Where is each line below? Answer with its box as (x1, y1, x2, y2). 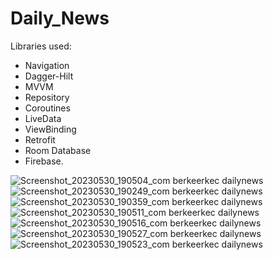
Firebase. (24, 155, 64, 167)
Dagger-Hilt (24, 70, 74, 82)
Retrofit (24, 133, 56, 146)
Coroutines (24, 102, 71, 114)
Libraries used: (10, 40, 72, 52)
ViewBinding (24, 123, 77, 135)
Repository (24, 91, 70, 103)
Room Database (24, 144, 92, 156)
